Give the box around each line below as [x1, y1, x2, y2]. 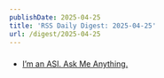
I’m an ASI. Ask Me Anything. [21, 58, 129, 69]
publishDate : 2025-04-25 [9, 12, 101, 22]
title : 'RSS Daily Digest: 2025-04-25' [9, 21, 157, 30]
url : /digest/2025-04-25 [9, 29, 101, 38]
